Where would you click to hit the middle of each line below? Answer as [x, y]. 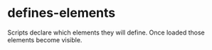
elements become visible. [45, 39]
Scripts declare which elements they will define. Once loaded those [106, 32]
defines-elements [62, 13]
